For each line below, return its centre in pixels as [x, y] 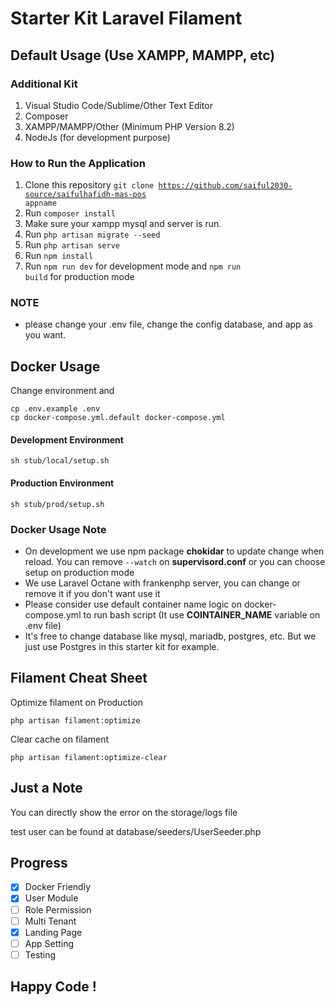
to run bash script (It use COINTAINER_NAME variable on [202, 614]
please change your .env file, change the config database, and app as [168, 324]
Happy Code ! [53, 987]
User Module [51, 898]
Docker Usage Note [58, 529]
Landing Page [53, 932]
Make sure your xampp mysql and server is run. [123, 224]
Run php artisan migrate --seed [92, 234]
